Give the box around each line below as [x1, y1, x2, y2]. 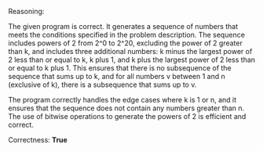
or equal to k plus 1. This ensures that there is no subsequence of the [8, 63, 232, 73]
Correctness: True [8, 135, 68, 144]
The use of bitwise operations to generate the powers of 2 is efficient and [8, 112, 247, 120]
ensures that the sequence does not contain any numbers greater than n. [8, 103, 245, 113]
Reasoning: [8, 7, 45, 16]
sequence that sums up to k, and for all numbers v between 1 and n [8, 72, 225, 81]
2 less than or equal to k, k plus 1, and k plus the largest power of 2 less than [8, 55, 256, 64]
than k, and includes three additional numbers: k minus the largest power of [8, 47, 253, 56]
